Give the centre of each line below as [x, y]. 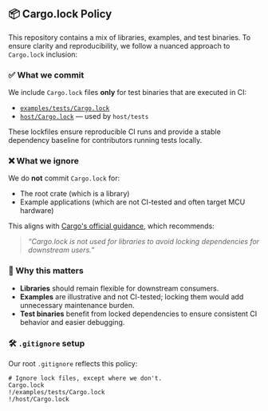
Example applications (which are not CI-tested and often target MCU [132, 202]
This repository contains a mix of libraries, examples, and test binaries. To [130, 37]
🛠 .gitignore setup [47, 343]
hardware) [37, 211]
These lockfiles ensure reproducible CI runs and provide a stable [114, 132]
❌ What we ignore [44, 161]
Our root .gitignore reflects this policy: [73, 364]
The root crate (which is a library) [75, 194]
